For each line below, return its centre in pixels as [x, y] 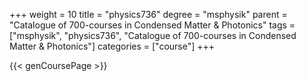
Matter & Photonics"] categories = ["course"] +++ [112, 46]
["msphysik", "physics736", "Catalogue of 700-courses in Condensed [153, 35]
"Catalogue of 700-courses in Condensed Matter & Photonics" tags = [152, 25]
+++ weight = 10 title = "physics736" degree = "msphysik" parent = [148, 14]
